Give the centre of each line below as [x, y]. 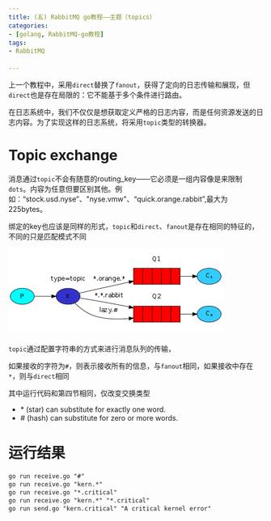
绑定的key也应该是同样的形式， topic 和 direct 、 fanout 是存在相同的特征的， [133, 226]
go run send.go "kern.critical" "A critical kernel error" [110, 508]
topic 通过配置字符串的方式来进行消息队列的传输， [92, 349]
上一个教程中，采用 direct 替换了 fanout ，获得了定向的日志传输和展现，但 [129, 85]
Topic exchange [63, 156]
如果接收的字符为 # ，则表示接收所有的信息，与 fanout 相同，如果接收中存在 [131, 366]
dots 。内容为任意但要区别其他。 [62, 188]
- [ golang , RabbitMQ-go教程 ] [56, 34]
